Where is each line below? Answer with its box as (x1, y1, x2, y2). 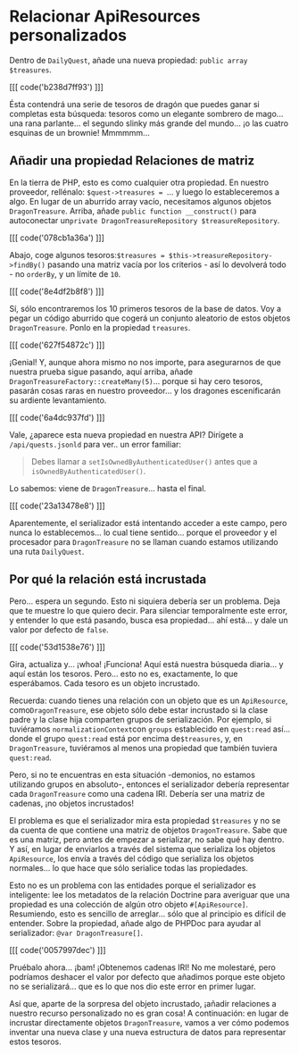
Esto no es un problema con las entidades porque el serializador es (9, 880, 257, 891)
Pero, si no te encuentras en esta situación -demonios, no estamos (9, 769, 256, 780)
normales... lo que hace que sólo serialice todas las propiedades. (9, 862, 248, 873)
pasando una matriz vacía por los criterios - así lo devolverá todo (47, 259, 287, 270)
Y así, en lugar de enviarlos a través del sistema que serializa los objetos (9, 843, 276, 854)
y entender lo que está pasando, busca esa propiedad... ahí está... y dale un (9, 615, 288, 625)
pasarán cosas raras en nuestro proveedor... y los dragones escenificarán (9, 385, 281, 396)
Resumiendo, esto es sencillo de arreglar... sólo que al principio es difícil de (9, 908, 287, 919)
